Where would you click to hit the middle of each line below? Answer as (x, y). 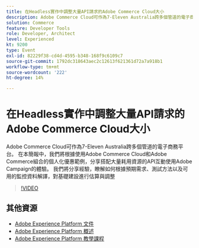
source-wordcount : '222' (37, 72)
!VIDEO (29, 188)
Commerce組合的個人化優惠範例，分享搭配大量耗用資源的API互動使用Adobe (99, 161)
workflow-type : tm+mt (33, 67)
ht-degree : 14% (25, 78)
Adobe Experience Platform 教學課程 (60, 239)
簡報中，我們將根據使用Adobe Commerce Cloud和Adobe (97, 154)
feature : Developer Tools (38, 28)
